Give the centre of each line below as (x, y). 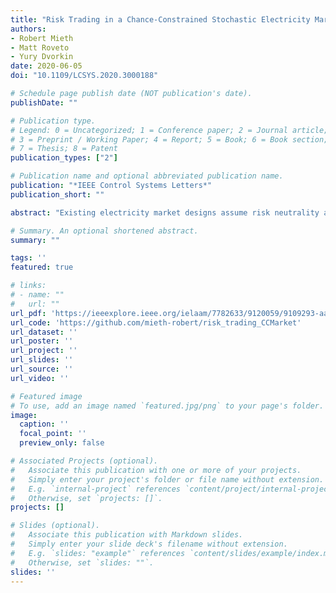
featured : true (42, 267)
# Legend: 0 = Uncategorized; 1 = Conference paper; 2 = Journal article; (169, 130)
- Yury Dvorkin (42, 57)
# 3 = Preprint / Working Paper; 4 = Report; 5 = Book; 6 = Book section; (169, 139)
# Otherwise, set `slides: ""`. (82, 562)
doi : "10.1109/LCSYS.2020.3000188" (84, 76)
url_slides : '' (42, 360)
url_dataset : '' (44, 332)
